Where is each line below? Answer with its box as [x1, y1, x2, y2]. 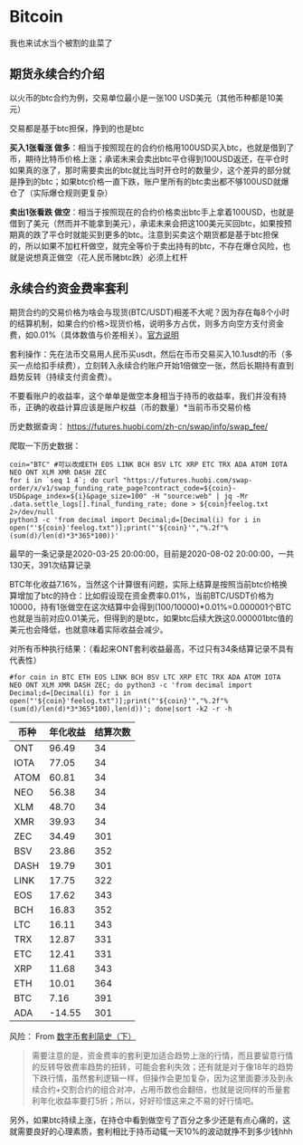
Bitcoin [9, 6, 63, 27]
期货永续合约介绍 [9, 66, 105, 82]
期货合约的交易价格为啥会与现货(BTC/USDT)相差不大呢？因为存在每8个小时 [9, 306, 290, 318]
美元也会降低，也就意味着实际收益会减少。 [9, 624, 168, 635]
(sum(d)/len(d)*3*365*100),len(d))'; [9, 704, 152, 713]
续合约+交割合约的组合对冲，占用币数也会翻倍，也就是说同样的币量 [31, 1083, 283, 1094]
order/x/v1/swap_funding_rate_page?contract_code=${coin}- [9, 483, 237, 492]
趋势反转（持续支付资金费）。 [9, 371, 117, 382]
